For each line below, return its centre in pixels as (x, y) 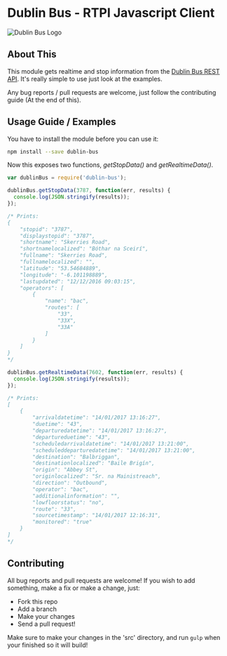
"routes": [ (62, 308)
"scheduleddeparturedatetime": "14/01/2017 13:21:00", (114, 450)
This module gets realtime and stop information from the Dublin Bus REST (113, 71)
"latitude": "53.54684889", (61, 268)
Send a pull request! (46, 624)
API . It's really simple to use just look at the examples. (85, 79)
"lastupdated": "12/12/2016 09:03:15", (78, 281)
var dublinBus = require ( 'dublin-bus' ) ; (67, 178)
